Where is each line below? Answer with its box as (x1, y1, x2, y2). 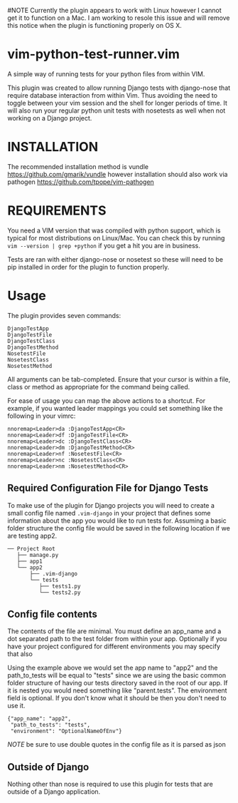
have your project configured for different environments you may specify (7, 642, 221, 651)
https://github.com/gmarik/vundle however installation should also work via (7, 170, 228, 178)
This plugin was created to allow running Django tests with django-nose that (7, 83, 231, 92)
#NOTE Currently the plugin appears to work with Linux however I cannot (7, 6, 222, 14)
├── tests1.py (38, 583, 81, 590)
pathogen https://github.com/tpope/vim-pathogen (7, 178, 154, 186)
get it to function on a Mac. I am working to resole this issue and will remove (7, 14, 230, 22)
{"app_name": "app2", (7, 715, 72, 722)
